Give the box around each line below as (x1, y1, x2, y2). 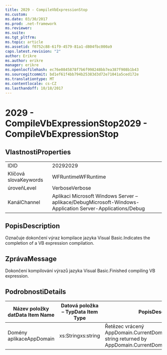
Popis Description (5, 221, 60, 230)
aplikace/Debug (52, 199, 89, 206)
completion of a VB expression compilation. (5, 240, 94, 246)
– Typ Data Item (61, 308, 98, 315)
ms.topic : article (5, 40, 43, 45)
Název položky (13, 305, 49, 312)
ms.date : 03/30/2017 (5, 16, 48, 21)
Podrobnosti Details (5, 287, 66, 296)
